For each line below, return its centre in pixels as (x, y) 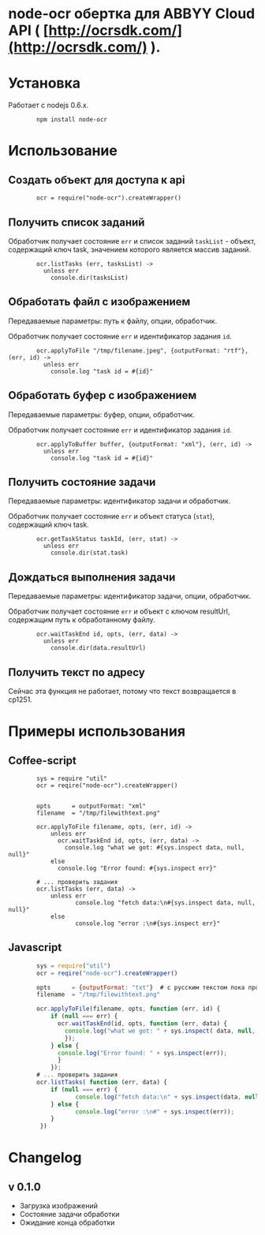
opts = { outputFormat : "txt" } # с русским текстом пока (141, 987)
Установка (45, 83)
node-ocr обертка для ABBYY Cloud (132, 14)
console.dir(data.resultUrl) (98, 648)
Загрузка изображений (59, 1206)
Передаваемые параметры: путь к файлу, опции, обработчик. (113, 321)
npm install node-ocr (72, 120)
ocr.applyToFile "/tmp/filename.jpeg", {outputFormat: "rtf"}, (142, 351)
